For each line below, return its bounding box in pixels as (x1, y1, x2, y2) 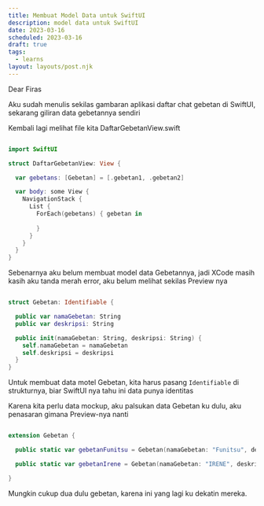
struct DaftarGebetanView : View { (8, 159, 122, 168)
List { (28, 202, 51, 211)
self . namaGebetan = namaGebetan (22, 342, 128, 349)
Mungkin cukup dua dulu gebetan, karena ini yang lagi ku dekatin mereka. (8, 489, 247, 498)
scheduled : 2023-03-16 (8, 33, 82, 42)
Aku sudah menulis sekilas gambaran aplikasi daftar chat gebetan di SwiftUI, (8, 99, 256, 109)
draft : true (8, 41, 47, 49)
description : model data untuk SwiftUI (8, 19, 139, 27)
